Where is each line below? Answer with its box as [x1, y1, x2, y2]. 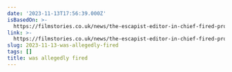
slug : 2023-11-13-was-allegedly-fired [7, 42, 119, 49]
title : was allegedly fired [7, 55, 88, 62]
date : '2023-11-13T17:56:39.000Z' [7, 10, 107, 17]
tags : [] [7, 49, 32, 56]
